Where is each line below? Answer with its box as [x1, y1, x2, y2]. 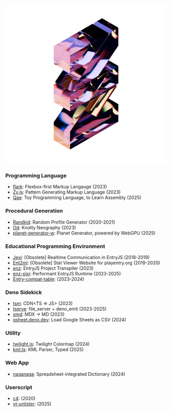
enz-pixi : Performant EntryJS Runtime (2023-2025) [12, 270, 121, 276]
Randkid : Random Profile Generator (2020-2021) [12, 219, 115, 225]
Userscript [5, 383, 32, 391]
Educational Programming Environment [5, 243, 105, 250]
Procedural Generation [5, 207, 63, 214]
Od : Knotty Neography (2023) [12, 224, 76, 230]
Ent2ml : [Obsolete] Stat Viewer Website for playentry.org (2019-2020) [12, 259, 160, 266]
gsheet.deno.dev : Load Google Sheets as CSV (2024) [12, 317, 126, 323]
